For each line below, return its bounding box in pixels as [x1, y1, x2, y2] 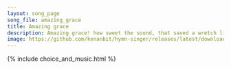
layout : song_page [7, 10, 60, 17]
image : [7, 36, 26, 43]
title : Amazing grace [7, 23, 69, 30]
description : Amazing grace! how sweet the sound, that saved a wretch [7, 29, 217, 37]
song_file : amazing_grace [7, 17, 81, 23]
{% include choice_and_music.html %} [7, 55, 117, 63]
